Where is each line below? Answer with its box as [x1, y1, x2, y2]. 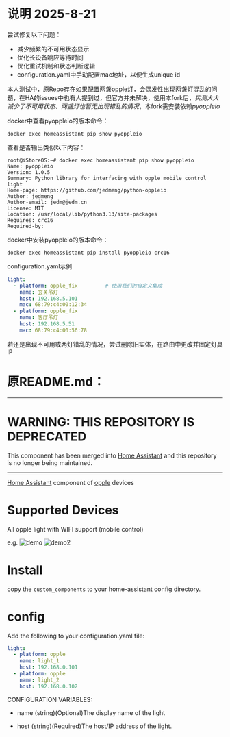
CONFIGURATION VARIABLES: [7, 695, 93, 703]
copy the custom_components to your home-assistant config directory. [7, 585, 201, 593]
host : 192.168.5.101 [19, 295, 78, 302]
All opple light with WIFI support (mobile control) [7, 525, 144, 533]
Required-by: [7, 223, 44, 229]
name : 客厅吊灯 [19, 314, 59, 321]
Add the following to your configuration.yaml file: [7, 632, 145, 640]
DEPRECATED [7, 429, 87, 444]
